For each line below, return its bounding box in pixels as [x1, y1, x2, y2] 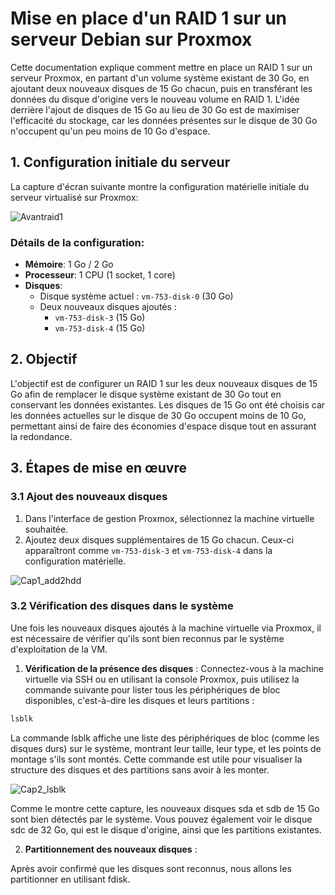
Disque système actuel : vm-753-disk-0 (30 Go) [39, 290, 234, 302]
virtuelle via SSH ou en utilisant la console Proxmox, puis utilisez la [24, 673, 300, 685]
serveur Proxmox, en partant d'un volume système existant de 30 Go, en [10, 72, 310, 84]
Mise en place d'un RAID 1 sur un [10, 7, 288, 30]
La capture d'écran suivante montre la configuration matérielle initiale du [10, 180, 310, 192]
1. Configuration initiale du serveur [10, 154, 231, 171]
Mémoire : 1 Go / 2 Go [24, 258, 114, 271]
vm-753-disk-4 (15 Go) [54, 322, 146, 334]
